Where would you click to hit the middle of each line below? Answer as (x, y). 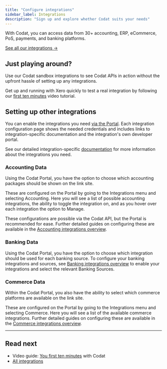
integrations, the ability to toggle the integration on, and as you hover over (81, 204)
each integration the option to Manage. (45, 209)
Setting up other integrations (51, 112)
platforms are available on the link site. (44, 298)
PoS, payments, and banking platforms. (45, 38)
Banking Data (22, 242)
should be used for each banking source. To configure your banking (75, 258)
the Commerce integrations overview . (43, 323)
